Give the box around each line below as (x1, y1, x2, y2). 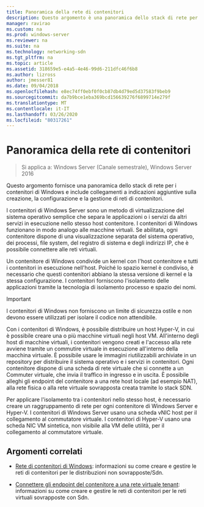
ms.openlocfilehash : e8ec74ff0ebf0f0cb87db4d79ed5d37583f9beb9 (6, 89, 171, 95)
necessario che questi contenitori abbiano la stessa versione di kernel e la (6, 270, 192, 278)
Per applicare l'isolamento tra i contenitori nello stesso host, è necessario (6, 396, 191, 404)
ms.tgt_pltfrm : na (6, 54, 53, 61)
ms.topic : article (6, 60, 53, 66)
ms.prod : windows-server (6, 32, 70, 38)
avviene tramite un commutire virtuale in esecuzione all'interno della (6, 345, 178, 352)
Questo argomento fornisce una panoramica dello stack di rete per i (6, 182, 177, 190)
